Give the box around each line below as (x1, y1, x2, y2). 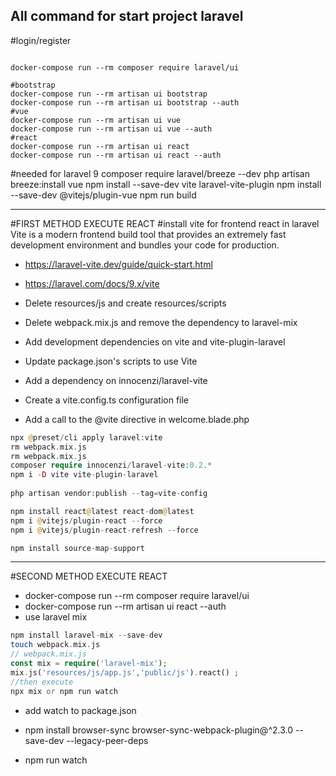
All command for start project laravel (10, 8, 244, 25)
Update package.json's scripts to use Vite (24, 355, 198, 367)
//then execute (10, 677, 74, 687)
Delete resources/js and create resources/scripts (24, 297, 227, 309)
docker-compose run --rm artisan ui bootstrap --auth (10, 97, 240, 108)
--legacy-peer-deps (66, 734, 149, 746)
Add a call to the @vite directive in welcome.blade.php (24, 413, 250, 425)
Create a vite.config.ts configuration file (24, 394, 190, 406)
